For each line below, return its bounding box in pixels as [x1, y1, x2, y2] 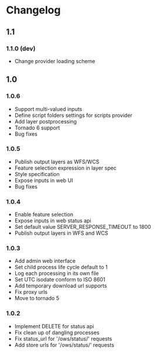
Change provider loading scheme [14, 57, 95, 64]
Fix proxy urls [14, 288, 48, 295]
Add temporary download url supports [14, 282, 107, 290]
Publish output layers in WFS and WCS [14, 229, 108, 237]
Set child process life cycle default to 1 [14, 264, 108, 271]
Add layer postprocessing [14, 118, 77, 125]
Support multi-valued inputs [14, 105, 83, 112]
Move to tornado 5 [14, 295, 60, 302]
